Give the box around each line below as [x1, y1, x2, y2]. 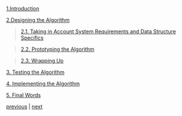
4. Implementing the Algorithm [6, 80, 80, 87]
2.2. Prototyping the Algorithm [20, 46, 95, 53]
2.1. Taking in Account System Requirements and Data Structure [20, 28, 176, 35]
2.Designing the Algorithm [6, 17, 70, 23]
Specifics [20, 34, 44, 41]
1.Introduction [6, 5, 40, 12]
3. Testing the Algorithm [6, 69, 65, 76]
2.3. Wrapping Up [20, 57, 64, 64]
